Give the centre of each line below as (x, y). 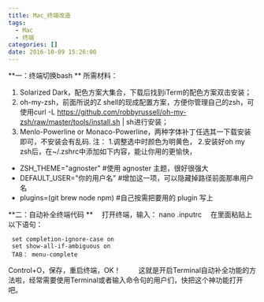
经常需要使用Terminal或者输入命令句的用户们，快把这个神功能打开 (136, 280)
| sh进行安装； (145, 122)
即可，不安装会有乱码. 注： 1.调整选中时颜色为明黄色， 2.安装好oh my (132, 142)
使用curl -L (37, 112)
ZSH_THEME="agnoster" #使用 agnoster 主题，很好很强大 (114, 168)
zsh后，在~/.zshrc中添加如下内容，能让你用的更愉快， (108, 151)
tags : (17, 23)
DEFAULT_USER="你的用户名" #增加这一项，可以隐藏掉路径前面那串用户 (136, 178)
